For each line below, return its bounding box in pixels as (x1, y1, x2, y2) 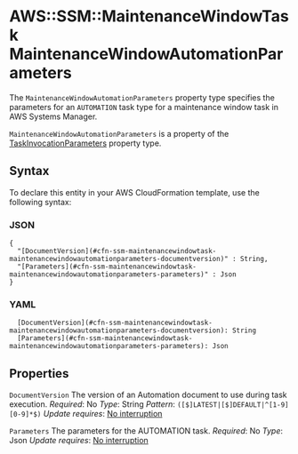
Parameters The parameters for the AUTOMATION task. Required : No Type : (9, 426, 283, 436)
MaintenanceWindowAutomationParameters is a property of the (9, 128, 230, 139)
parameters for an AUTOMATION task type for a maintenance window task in (9, 101, 278, 112)
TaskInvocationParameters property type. (9, 138, 162, 148)
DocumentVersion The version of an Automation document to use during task (9, 389, 287, 401)
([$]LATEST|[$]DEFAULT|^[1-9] (177, 401, 289, 410)
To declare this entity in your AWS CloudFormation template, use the (9, 187, 260, 197)
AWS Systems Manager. (9, 111, 98, 122)
